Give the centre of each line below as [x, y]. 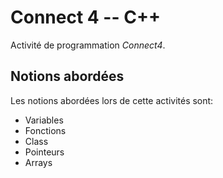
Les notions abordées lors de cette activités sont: [112, 100]
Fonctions [45, 130]
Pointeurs [44, 152]
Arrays [38, 162]
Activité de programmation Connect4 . [88, 45]
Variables [44, 120]
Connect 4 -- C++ [85, 17]
